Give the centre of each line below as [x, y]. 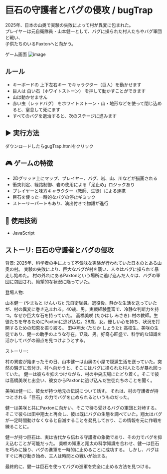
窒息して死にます [43, 109]
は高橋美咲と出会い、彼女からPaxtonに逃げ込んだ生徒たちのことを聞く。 [80, 380]
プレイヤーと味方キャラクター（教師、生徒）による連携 [69, 191]
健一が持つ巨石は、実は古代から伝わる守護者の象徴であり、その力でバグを [82, 437]
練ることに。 [18, 427]
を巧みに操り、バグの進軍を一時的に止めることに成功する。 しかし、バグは [82, 450]
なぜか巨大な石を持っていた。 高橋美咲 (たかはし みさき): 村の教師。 [84, 315]
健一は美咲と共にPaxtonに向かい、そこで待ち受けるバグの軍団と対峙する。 [82, 408]
